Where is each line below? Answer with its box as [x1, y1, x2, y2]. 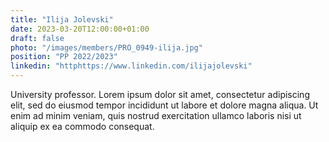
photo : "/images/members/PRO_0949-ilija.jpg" [10, 42, 203, 53]
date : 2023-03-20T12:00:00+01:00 [10, 24, 150, 34]
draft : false [10, 33, 65, 43]
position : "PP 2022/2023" [10, 52, 118, 62]
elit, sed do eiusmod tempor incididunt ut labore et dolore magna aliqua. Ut [10, 99, 319, 111]
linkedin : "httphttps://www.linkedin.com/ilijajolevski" [10, 61, 253, 71]
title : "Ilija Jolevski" [10, 14, 114, 25]
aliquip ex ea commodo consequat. [10, 121, 155, 132]
